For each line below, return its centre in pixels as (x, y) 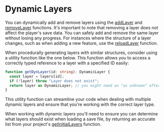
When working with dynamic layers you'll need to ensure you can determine (82, 114)
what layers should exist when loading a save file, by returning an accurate (80, 119)
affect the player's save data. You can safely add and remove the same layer (82, 33)
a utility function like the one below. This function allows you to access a (78, 57)
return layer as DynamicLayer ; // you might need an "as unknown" (78, 85)
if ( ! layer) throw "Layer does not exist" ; (54, 81)
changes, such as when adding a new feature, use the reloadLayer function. (82, 43)
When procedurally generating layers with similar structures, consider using (81, 53)
